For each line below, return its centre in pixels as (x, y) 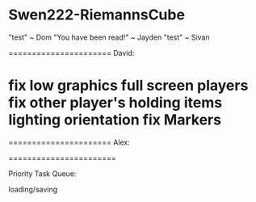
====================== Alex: (69, 142)
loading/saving (33, 189)
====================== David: (71, 53)
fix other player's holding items (115, 103)
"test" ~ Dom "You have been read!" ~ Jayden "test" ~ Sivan (109, 37)
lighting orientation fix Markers (115, 120)
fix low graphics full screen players (128, 86)
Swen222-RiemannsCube (97, 15)
